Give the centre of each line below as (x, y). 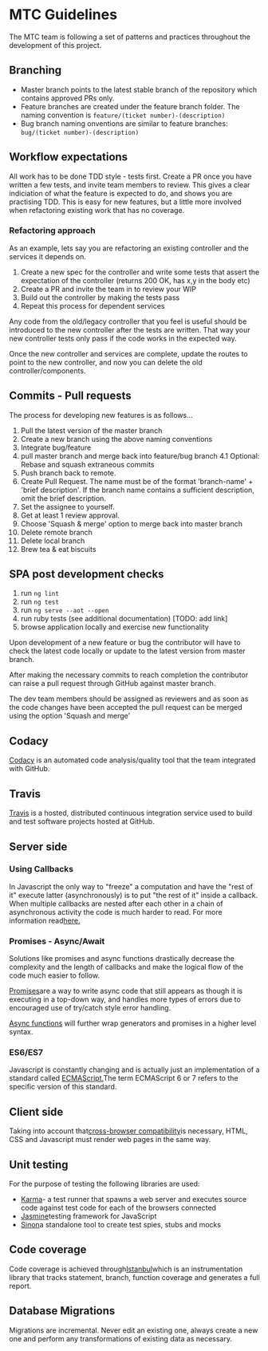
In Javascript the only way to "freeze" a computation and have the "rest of (131, 886)
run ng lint (39, 593)
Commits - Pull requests (70, 396)
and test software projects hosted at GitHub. (82, 821)
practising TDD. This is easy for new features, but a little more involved (125, 202)
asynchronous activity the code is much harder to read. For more (116, 912)
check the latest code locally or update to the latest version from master (127, 651)
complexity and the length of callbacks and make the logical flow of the (126, 967)
